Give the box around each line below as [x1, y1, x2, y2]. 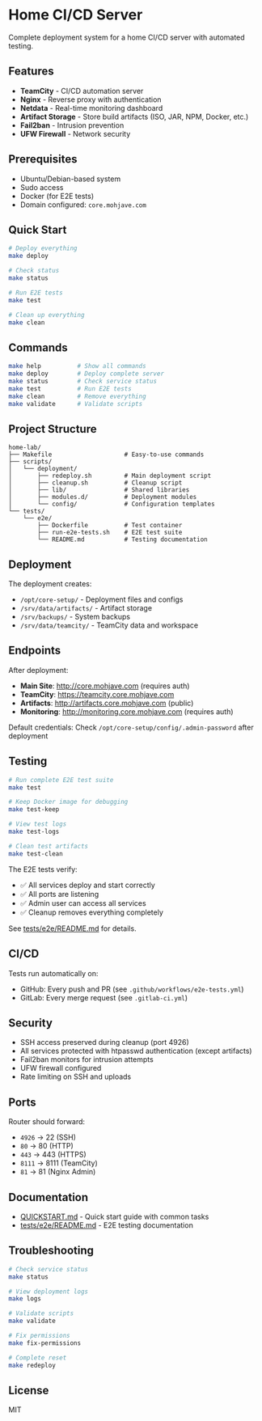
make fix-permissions [8, 1339, 82, 1347]
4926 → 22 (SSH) [19, 1132, 77, 1142]
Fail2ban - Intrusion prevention [19, 120, 125, 130]
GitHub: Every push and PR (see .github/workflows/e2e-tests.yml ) [19, 984, 244, 994]
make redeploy [8, 1361, 57, 1369]
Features [8, 65, 54, 78]
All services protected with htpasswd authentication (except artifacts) [19, 1046, 252, 1056]
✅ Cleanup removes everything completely [19, 907, 164, 917]
